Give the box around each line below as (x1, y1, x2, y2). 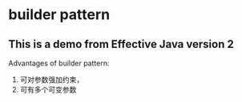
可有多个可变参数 (19, 85, 77, 94)
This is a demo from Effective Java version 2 (8, 37, 234, 51)
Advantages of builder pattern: (8, 58, 110, 68)
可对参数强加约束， (19, 75, 84, 84)
